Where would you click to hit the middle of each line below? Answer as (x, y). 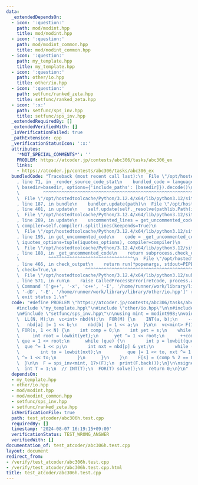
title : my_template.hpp (46, 66)
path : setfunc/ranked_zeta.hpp (55, 94)
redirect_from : (25, 456)
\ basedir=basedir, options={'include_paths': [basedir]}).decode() (103, 187)
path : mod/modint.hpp (43, 28)
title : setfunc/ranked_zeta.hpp (56, 99)
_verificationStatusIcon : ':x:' (51, 143)
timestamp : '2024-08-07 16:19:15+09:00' (62, 429)
